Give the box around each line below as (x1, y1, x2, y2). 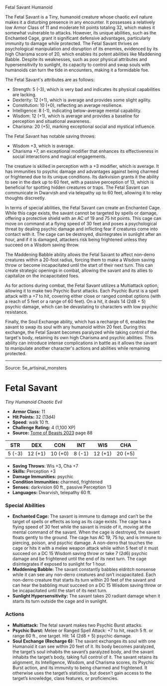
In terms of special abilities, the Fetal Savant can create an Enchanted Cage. (5, 205, 161, 210)
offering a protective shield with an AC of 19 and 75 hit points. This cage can (5, 215, 162, 221)
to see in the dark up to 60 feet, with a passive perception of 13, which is (5, 179, 154, 185)
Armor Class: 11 (12, 408, 46, 414)
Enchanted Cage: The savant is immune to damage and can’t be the (12, 513, 153, 519)
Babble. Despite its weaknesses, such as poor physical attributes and (5, 56, 148, 62)
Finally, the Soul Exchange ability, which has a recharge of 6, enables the (5, 319, 155, 324)
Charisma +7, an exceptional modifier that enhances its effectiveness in (12, 148, 159, 154)
